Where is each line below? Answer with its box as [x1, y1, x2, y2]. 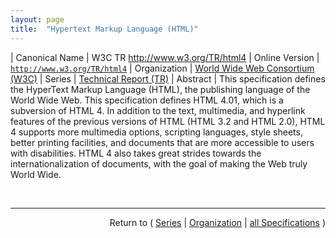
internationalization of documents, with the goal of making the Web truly [10, 157, 308, 170]
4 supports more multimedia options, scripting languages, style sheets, [10, 126, 303, 138]
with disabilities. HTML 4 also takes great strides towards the [10, 147, 262, 159]
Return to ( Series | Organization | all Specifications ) [109, 216, 326, 228]
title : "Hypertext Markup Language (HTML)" [10, 24, 199, 34]
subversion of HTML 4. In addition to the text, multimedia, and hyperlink [10, 104, 306, 116]
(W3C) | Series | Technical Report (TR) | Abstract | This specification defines [10, 72, 326, 85]
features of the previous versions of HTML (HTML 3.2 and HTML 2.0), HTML [10, 115, 326, 127]
